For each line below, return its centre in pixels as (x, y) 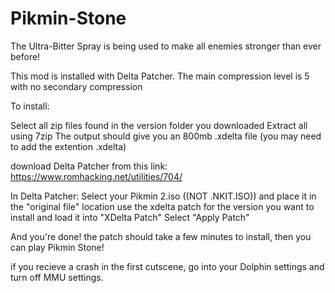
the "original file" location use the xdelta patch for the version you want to (162, 206)
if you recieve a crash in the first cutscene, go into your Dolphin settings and (167, 266)
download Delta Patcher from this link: (89, 166)
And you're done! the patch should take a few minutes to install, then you (161, 236)
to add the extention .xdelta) (68, 146)
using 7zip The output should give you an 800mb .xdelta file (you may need (166, 136)
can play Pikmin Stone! (57, 247)
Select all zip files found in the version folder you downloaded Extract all (159, 125)
